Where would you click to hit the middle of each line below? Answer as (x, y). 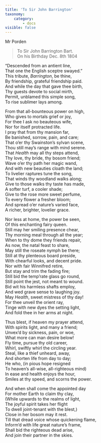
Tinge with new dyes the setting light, (43, 307)
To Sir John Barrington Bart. (45, 51)
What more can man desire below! (40, 338)
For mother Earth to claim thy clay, (40, 394)
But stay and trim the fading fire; (38, 271)
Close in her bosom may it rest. (36, 415)
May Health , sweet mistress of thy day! (44, 297)
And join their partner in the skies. (39, 435)
